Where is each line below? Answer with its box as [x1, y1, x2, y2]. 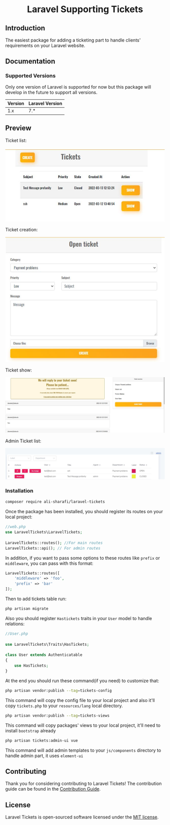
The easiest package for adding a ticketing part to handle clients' [5, 37, 141, 43]
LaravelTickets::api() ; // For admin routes [5, 546, 101, 551]
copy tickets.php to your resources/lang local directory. [5, 703, 123, 709]
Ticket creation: [5, 227, 38, 233]
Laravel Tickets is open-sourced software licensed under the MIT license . [5, 814, 159, 820]
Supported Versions [5, 72, 56, 79]
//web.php [5, 524, 26, 529]
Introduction [5, 24, 46, 32]
